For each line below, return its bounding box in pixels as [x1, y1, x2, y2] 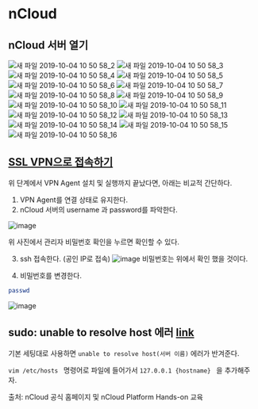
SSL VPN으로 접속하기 [8, 155, 114, 169]
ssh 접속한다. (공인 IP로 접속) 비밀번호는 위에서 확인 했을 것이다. [19, 254, 248, 263]
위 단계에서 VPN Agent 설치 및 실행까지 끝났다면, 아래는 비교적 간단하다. [8, 178, 233, 187]
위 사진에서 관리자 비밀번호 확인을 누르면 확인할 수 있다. [8, 237, 180, 247]
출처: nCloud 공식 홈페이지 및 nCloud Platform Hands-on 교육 [8, 392, 204, 401]
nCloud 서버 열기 [8, 38, 89, 52]
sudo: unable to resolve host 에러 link [8, 326, 194, 339]
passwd [8, 286, 30, 294]
